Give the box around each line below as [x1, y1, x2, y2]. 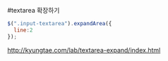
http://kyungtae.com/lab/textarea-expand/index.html [7, 46, 161, 54]
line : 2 [13, 27, 33, 34]
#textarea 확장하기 [7, 6, 60, 14]
